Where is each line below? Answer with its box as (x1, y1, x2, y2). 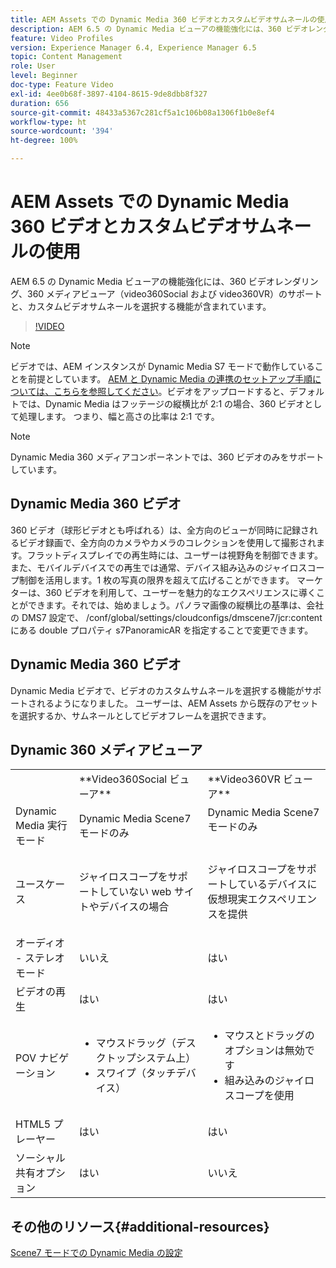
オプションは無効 (224, 1044, 305, 1058)
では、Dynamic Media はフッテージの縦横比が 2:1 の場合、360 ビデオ (18, 397, 305, 410)
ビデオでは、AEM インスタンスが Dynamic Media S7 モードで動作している (10, 360, 315, 372)
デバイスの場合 (98, 900, 170, 914)
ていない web (108, 885, 172, 899)
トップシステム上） (105, 1051, 197, 1065)
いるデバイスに (247, 877, 318, 891)
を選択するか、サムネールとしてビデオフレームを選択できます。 (10, 709, 272, 721)
